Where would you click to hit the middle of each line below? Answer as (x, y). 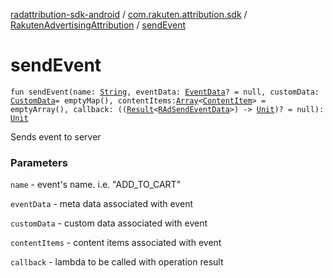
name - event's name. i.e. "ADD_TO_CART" (96, 185)
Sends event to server (56, 136)
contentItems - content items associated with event (116, 243)
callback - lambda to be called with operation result (117, 262)
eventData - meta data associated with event (102, 204)
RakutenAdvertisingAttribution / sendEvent (98, 25)
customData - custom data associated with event (109, 223)
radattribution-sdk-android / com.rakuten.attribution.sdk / (129, 14)
